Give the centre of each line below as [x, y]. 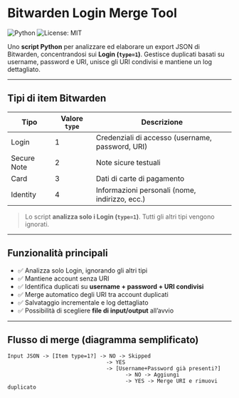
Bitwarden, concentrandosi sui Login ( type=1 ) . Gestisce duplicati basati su [116, 54]
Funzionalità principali [58, 253]
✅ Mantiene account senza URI [63, 278]
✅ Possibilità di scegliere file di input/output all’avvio [96, 310]
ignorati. [37, 224]
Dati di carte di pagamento [140, 178]
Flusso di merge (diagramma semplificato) [103, 340]
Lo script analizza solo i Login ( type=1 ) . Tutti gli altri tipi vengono [119, 216]
